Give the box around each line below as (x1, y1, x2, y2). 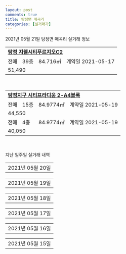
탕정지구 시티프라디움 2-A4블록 (8, 92, 80, 99)
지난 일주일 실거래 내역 (5, 152, 50, 158)
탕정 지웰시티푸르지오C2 (8, 48, 63, 56)
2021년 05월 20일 (8, 165, 51, 172)
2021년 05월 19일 (8, 180, 51, 187)
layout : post (5, 7, 33, 13)
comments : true (5, 12, 37, 17)
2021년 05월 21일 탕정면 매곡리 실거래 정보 (5, 36, 90, 42)
